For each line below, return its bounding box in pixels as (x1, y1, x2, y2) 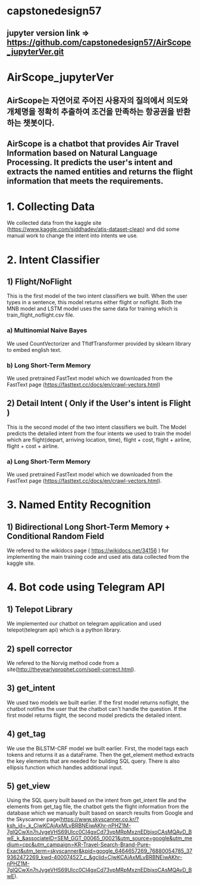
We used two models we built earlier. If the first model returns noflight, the (7, 699, 189, 706)
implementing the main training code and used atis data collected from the (7, 553, 189, 561)
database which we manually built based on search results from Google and (7, 809, 193, 816)
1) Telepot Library (7, 604, 73, 614)
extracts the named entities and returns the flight (7, 166, 193, 177)
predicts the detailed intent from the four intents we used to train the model (7, 429, 191, 437)
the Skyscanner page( (7, 816, 61, 823)
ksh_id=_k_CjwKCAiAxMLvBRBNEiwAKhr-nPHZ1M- (7, 822, 132, 830)
